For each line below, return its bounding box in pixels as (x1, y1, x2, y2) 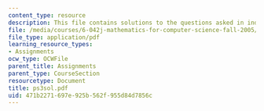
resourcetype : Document (8, 77, 86, 84)
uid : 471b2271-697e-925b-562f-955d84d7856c (8, 91, 153, 99)
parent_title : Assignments (8, 63, 97, 70)
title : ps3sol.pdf (8, 84, 68, 92)
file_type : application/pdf (8, 33, 101, 41)
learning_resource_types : (8, 41, 93, 48)
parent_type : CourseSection (8, 70, 101, 77)
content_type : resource (8, 11, 86, 20)
